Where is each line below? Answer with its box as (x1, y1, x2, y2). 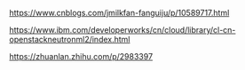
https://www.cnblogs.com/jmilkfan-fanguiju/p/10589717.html (9, 8, 230, 18)
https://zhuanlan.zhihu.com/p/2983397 (9, 51, 154, 61)
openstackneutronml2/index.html (9, 35, 130, 44)
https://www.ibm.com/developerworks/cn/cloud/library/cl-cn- (9, 25, 236, 35)
